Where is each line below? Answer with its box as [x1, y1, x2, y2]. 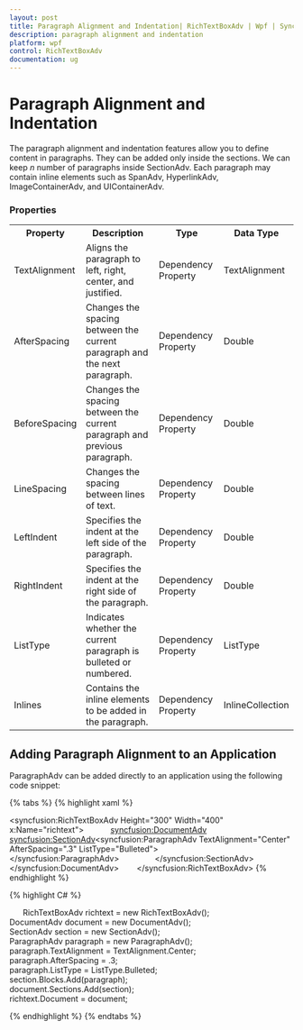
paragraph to [85, 253, 142, 266]
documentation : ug [9, 55, 78, 64]
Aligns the [85, 242, 129, 254]
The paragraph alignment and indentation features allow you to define [9, 142, 269, 153]
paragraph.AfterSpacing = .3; [9, 955, 119, 966]
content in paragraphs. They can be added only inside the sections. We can [9, 152, 290, 163]
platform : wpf [9, 38, 63, 48]
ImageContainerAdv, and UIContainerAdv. [9, 181, 165, 192]
